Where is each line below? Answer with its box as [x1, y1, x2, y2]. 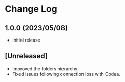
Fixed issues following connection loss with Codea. [12, 71, 121, 77]
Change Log [5, 3, 57, 15]
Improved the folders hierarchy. [12, 65, 79, 72]
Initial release [12, 37, 40, 43]
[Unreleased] [5, 52, 48, 60]
